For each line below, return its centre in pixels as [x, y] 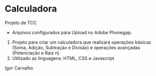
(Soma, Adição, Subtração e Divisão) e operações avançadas [76, 47]
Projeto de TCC [21, 23]
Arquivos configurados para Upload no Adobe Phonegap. [72, 32]
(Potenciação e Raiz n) [35, 53]
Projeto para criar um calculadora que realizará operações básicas [82, 42]
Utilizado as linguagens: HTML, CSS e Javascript [63, 58]
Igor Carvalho [19, 68]
